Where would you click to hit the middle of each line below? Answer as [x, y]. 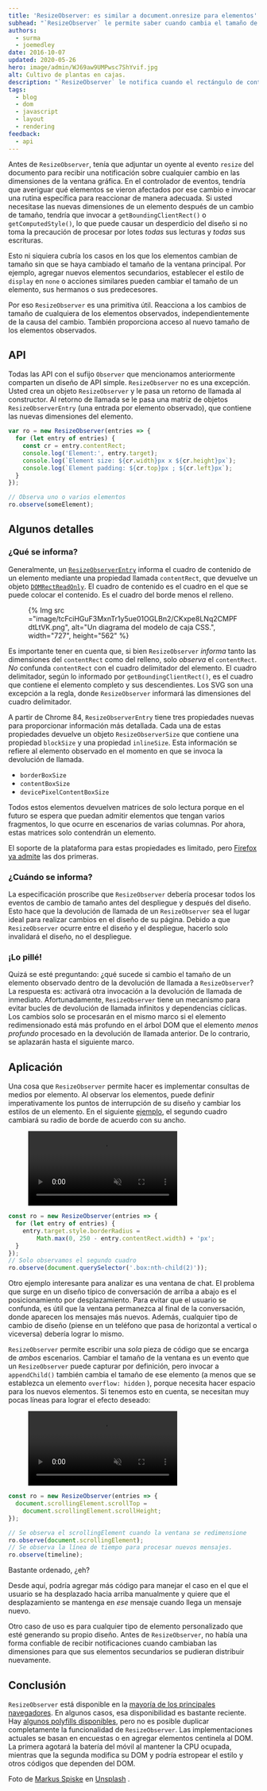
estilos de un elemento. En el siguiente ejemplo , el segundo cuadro [118, 1112]
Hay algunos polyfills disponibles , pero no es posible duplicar [109, 1721]
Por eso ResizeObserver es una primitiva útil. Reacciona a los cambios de [127, 305]
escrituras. [26, 240]
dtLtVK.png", [49, 627]
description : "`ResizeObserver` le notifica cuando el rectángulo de [126, 82]
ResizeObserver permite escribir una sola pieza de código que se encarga [128, 1349]
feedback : [25, 134]
